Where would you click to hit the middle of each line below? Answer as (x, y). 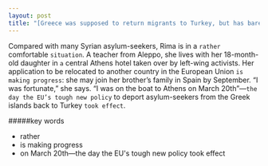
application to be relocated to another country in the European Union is (126, 71)
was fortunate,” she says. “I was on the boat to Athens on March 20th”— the (133, 88)
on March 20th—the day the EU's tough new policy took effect (122, 153)
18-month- (241, 54)
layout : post (30, 16)
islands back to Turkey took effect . (67, 105)
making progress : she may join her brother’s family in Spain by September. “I (133, 80)
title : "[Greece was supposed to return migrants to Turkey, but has (126, 23)
